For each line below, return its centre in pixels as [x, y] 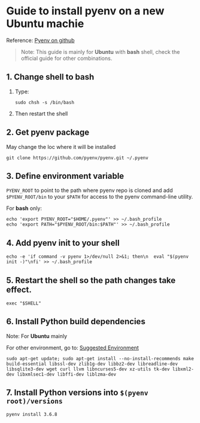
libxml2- [183, 369]
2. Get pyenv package [48, 133]
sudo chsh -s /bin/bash [45, 102]
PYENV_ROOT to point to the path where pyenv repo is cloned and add [90, 190]
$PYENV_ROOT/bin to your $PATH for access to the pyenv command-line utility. [100, 197]
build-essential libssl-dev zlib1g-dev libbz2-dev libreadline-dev [92, 364]
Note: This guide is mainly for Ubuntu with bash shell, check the [100, 51]
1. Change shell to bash [50, 77]
